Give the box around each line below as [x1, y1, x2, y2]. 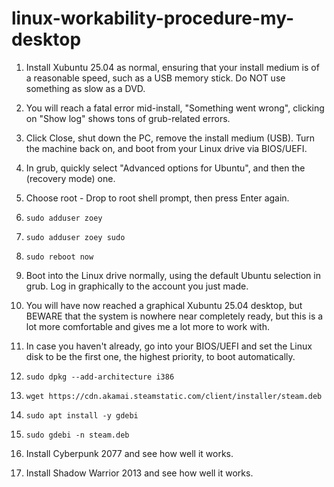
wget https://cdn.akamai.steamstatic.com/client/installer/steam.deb [25, 391, 323, 401]
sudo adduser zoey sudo [25, 232, 126, 242]
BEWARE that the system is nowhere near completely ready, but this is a [25, 310, 324, 322]
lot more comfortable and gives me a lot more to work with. [25, 320, 270, 332]
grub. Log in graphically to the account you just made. [25, 280, 249, 292]
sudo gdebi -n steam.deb [25, 430, 130, 440]
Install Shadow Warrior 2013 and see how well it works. [25, 467, 254, 479]
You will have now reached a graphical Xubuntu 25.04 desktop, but [25, 299, 303, 311]
